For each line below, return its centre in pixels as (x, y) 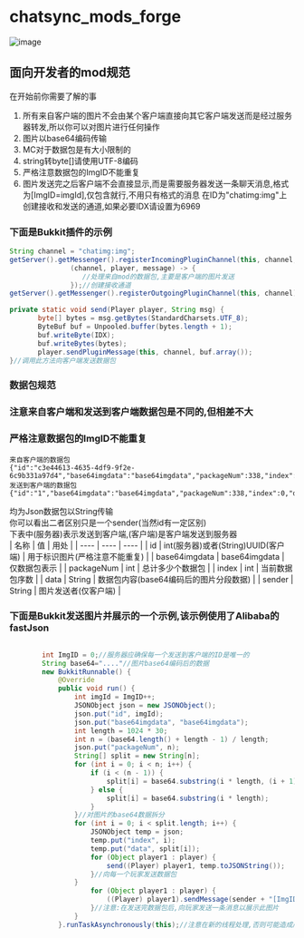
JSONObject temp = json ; (137, 832)
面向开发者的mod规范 (70, 73)
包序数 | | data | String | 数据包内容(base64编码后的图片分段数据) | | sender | (152, 579)
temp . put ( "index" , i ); (133, 841)
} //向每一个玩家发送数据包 (133, 874)
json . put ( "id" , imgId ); (119, 714)
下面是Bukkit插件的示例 (61, 231)
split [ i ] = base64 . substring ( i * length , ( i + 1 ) (202, 781)
